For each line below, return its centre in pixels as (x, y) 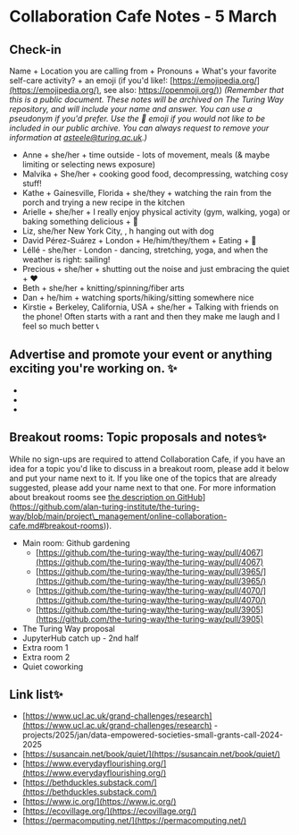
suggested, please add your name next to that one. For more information (143, 487)
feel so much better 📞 (61, 326)
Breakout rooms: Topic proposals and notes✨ (138, 437)
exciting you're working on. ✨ (93, 369)
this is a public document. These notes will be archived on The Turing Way (146, 99)
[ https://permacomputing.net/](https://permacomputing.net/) (134, 821)
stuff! (32, 183)
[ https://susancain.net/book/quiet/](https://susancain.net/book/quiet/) (151, 754)
